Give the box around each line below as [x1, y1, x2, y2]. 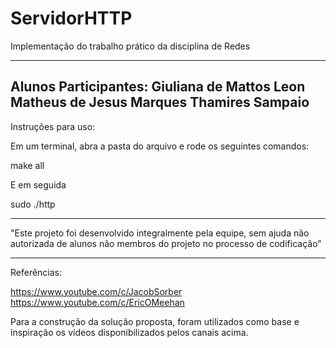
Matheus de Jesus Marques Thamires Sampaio [10, 94, 310, 111]
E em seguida [10, 178, 67, 191]
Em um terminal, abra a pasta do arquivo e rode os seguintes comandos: [10, 140, 310, 152]
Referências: [10, 266, 63, 278]
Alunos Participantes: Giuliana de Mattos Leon [10, 78, 306, 96]
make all [10, 159, 45, 171]
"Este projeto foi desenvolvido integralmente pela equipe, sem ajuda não [10, 227, 310, 239]
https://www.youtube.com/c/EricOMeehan [10, 296, 185, 308]
